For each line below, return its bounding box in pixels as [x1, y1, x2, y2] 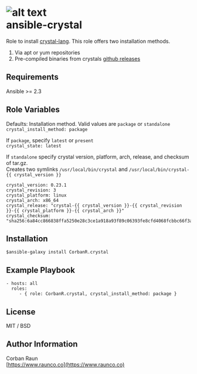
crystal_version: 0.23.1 [6, 182, 67, 188]
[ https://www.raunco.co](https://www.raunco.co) [6, 361, 125, 368]
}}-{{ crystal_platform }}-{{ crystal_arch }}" [6, 208, 125, 214]
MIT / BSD [6, 322, 31, 329]
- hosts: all [6, 281, 38, 287]
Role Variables [6, 105, 60, 115]
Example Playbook [6, 265, 75, 275]
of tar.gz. [6, 159, 28, 166]
